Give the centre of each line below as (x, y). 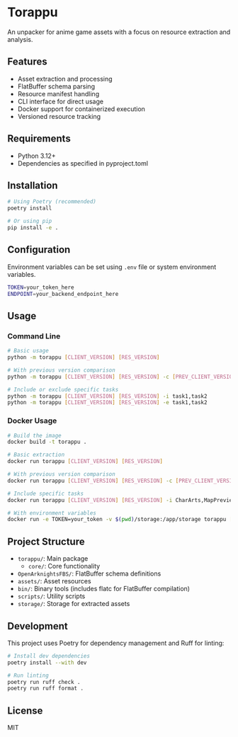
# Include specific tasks (45, 493)
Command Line (34, 336)
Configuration (39, 250)
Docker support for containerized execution (81, 109)
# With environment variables (52, 513)
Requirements (39, 139)
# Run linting (28, 675)
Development (38, 626)
